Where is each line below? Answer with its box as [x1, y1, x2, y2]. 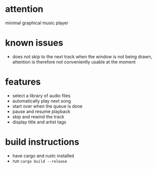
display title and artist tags [12, 119, 66, 125]
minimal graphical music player [5, 20, 68, 26]
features [5, 76, 41, 88]
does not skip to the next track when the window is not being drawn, [12, 54, 153, 59]
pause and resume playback [12, 108, 70, 114]
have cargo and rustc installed [12, 153, 74, 159]
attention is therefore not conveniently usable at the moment [12, 58, 136, 65]
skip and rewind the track [12, 113, 64, 119]
